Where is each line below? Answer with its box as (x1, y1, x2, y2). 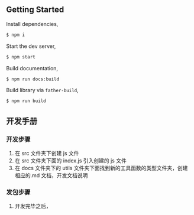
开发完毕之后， (14, 203, 51, 210)
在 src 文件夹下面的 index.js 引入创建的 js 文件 (14, 157, 127, 164)
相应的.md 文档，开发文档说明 (14, 172, 88, 179)
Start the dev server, (6, 43, 56, 50)
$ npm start (6, 54, 35, 60)
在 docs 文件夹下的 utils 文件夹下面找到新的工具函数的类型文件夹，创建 (14, 165, 188, 171)
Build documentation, (6, 64, 58, 71)
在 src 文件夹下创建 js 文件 (14, 150, 79, 157)
